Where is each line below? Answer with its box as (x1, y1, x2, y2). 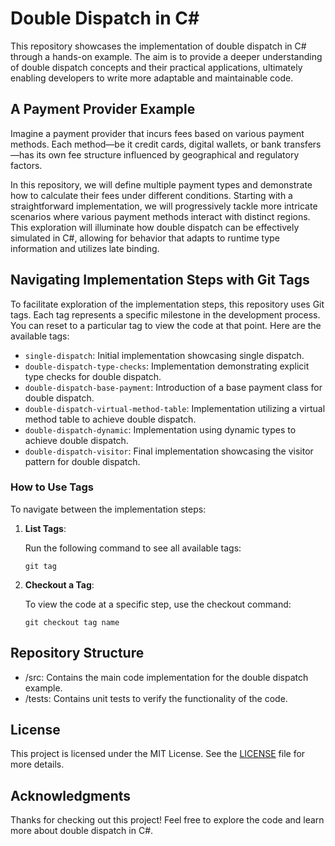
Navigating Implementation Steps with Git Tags (10, 272, 310, 289)
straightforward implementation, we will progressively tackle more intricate (10, 200, 318, 212)
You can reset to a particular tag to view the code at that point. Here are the (10, 319, 322, 331)
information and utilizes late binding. (10, 242, 160, 254)
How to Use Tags (10, 480, 95, 494)
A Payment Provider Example (10, 101, 196, 118)
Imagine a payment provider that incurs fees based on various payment (10, 127, 305, 139)
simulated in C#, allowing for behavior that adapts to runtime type (10, 232, 280, 244)
